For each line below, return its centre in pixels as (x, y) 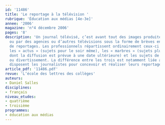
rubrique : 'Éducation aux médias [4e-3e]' (49, 19)
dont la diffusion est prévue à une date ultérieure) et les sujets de (84, 55)
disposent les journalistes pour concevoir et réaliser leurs (74, 64)
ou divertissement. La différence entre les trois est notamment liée (83, 60)
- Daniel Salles (22, 83)
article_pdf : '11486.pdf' (31, 69)
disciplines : (18, 87)
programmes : (17, 110)
